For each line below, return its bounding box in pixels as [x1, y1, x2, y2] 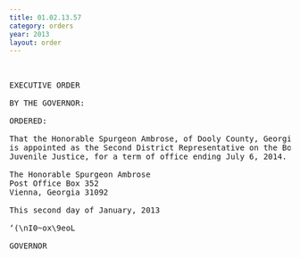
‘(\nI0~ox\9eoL [9, 223, 76, 233]
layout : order [9, 37, 62, 47]
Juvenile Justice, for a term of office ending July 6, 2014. [9, 152, 287, 162]
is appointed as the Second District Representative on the [9, 143, 279, 153]
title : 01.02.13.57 [9, 12, 82, 22]
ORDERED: [9, 116, 47, 126]
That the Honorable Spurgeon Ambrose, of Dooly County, [9, 134, 259, 144]
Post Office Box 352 [9, 179, 100, 188]
